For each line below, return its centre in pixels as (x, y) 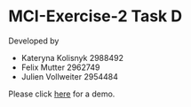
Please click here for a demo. (62, 94)
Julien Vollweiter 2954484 (70, 76)
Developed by (34, 41)
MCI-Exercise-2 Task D (95, 16)
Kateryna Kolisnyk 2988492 (72, 57)
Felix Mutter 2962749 (60, 67)
